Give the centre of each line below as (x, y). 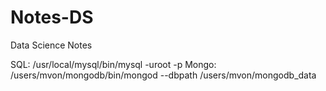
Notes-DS (52, 17)
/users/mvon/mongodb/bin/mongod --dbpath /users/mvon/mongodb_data (163, 75)
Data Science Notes (51, 45)
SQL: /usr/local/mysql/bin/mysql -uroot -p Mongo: (113, 64)
